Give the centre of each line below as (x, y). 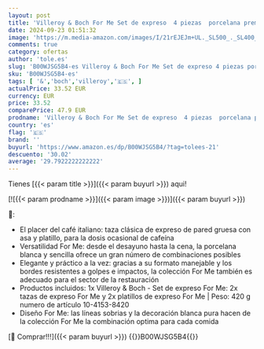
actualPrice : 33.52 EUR (47, 88)
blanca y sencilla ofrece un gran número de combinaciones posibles (130, 255)
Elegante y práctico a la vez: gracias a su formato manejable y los (126, 263)
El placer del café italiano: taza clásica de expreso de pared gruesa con (135, 230)
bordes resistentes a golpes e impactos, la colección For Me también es (136, 271)
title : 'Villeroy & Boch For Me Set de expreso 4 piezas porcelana (125, 23)
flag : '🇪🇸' (27, 132)
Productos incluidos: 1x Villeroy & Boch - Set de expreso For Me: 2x (128, 288)
